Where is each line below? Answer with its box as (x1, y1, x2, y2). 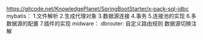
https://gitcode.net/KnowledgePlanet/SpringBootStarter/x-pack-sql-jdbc (6, 5, 189, 12)
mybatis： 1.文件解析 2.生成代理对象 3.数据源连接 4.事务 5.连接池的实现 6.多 (6, 12, 197, 19)
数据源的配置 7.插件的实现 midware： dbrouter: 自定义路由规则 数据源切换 (6, 20, 191, 27)
